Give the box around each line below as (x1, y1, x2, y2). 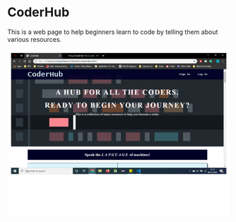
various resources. (7, 35, 62, 43)
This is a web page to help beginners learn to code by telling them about (7, 28, 218, 36)
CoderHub (7, 4, 70, 21)
